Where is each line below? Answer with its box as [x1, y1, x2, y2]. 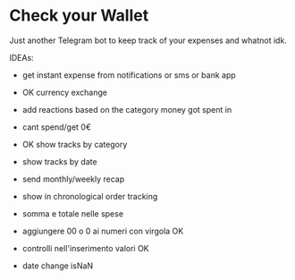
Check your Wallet [9, 5, 149, 26]
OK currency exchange [21, 87, 107, 98]
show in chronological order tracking [21, 191, 158, 201]
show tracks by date [21, 156, 97, 166]
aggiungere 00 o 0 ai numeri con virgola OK [21, 225, 184, 236]
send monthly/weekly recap [21, 174, 125, 184]
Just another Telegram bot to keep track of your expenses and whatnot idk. [9, 35, 288, 46]
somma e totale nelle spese [21, 208, 123, 219]
